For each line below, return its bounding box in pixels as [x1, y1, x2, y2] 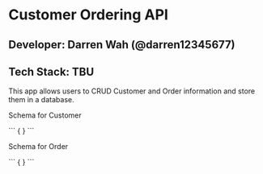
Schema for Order [8, 142, 69, 151]
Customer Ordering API [8, 6, 168, 24]
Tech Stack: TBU [8, 64, 95, 78]
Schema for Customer [8, 110, 83, 120]
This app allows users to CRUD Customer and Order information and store [8, 86, 256, 96]
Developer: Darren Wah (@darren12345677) [8, 38, 236, 52]
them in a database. [8, 95, 74, 105]
